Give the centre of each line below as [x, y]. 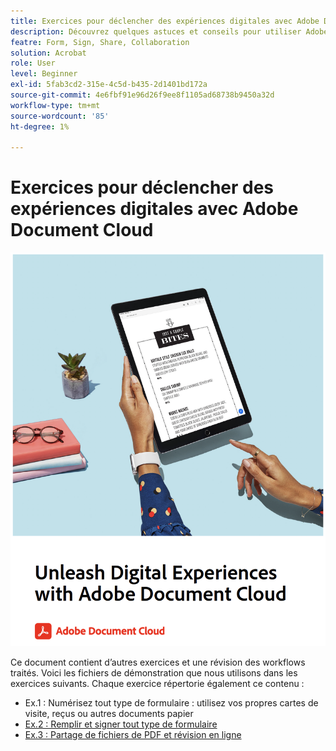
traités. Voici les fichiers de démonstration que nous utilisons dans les [154, 673]
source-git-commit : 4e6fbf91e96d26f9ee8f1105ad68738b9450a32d [142, 95]
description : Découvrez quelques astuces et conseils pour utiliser [156, 31]
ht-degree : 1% [40, 126]
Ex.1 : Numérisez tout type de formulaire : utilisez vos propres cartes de [171, 703]
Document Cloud [82, 230]
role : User [33, 63]
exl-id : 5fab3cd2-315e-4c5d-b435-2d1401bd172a [109, 85]
